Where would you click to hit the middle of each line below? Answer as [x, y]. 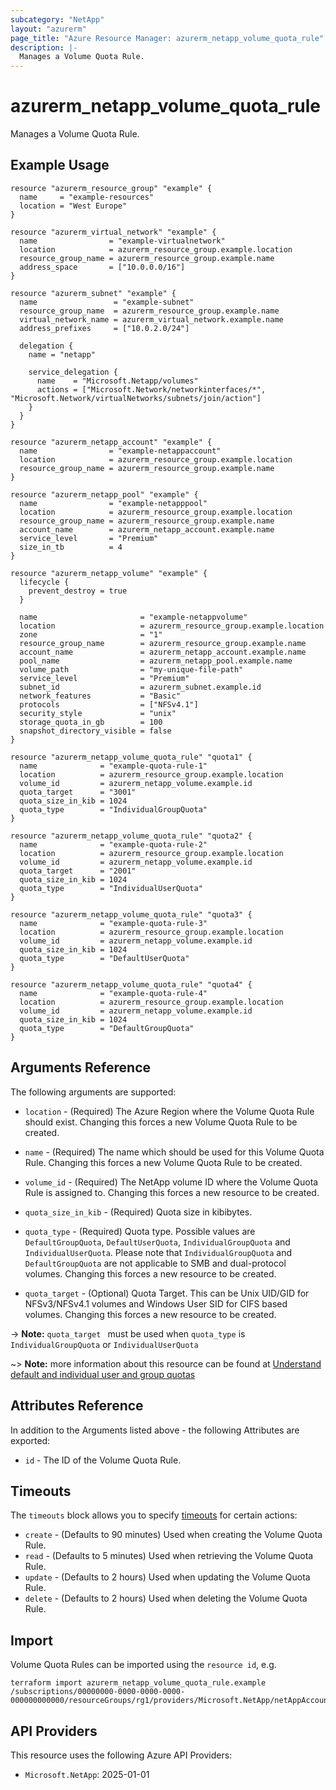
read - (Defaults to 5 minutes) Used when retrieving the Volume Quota [169, 1556]
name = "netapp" [62, 354]
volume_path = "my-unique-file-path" [131, 669]
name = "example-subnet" [107, 302]
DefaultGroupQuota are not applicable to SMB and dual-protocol [155, 1263]
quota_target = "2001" [78, 871]
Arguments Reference [81, 1067]
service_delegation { [73, 372]
